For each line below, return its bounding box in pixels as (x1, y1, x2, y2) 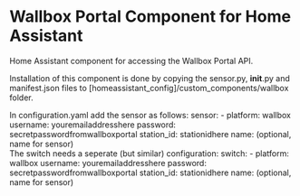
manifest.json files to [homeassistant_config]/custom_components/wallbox (9, 82, 289, 93)
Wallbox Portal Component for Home (9, 6, 292, 27)
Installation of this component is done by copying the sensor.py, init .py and (9, 72, 290, 83)
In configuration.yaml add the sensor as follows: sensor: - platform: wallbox (9, 109, 292, 120)
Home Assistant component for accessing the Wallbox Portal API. (9, 55, 254, 66)
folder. (9, 92, 34, 103)
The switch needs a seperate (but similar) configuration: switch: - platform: (9, 147, 290, 159)
